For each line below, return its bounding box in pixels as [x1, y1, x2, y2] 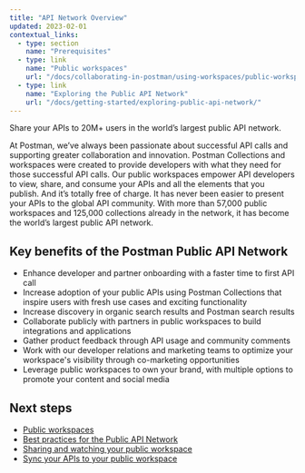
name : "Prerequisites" [25, 47, 112, 56]
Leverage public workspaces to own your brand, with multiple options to [22, 364, 293, 375]
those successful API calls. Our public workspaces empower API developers [9, 169, 295, 180]
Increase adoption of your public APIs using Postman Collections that [22, 287, 282, 298]
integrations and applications [22, 326, 132, 337]
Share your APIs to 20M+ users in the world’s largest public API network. [9, 123, 281, 133]
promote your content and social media [22, 374, 170, 385]
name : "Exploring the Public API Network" [25, 89, 189, 98]
